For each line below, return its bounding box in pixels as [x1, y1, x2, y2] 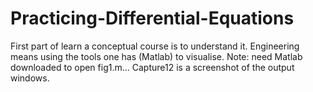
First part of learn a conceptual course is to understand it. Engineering [10, 40, 300, 52]
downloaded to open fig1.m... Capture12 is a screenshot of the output [10, 61, 295, 73]
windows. [10, 72, 50, 84]
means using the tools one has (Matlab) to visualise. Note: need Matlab [10, 50, 303, 62]
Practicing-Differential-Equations [10, 7, 295, 30]
